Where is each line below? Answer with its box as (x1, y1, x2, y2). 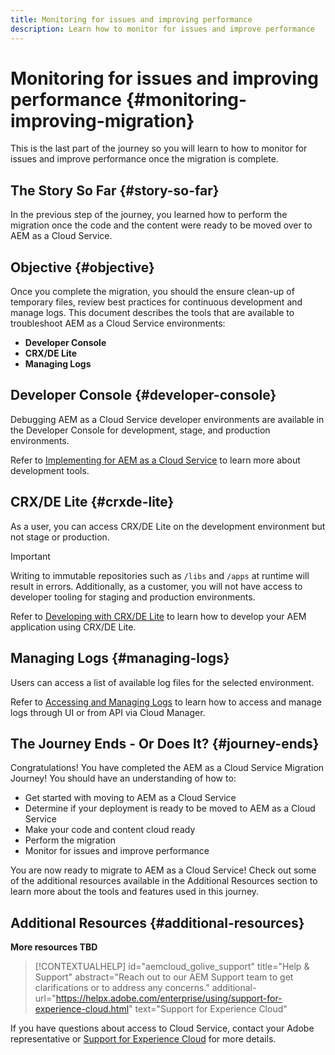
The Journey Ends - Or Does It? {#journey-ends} (10, 735, 320, 752)
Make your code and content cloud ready (24, 824, 196, 836)
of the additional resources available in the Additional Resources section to (10, 875, 318, 887)
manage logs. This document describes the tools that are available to (10, 307, 295, 319)
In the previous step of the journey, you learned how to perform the (10, 209, 288, 221)
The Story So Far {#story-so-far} (10, 182, 220, 199)
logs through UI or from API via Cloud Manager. (10, 706, 206, 718)
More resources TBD (10, 941, 98, 953)
